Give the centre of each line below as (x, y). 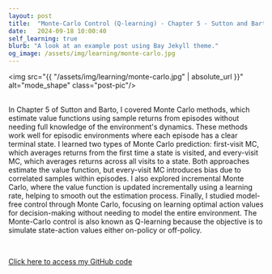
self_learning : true (43, 39)
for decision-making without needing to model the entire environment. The (133, 213)
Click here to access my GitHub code (70, 261)
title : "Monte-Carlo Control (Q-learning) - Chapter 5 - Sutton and (128, 24)
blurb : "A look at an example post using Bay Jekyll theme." (114, 46)
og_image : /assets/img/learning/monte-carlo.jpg (92, 54)
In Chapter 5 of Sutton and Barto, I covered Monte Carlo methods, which (129, 109)
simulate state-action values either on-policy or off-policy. (105, 230)
